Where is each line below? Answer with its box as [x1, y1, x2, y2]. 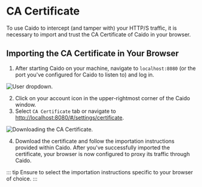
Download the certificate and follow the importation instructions [15, 137, 175, 144]
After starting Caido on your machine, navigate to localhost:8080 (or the [15, 64, 196, 72]
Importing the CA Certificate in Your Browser [6, 49, 179, 59]
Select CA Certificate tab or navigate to [15, 107, 116, 115]
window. [15, 101, 36, 108]
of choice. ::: [6, 175, 38, 182]
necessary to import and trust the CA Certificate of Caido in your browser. [6, 30, 191, 38]
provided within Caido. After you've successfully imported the [15, 144, 170, 151]
